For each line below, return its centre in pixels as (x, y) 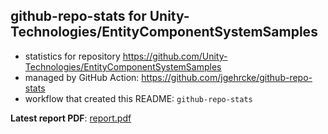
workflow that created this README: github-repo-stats (138, 98)
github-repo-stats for (78, 16)
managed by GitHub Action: (82, 77)
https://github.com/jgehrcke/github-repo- (227, 77)
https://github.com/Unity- (175, 56)
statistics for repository (72, 56)
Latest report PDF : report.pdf (71, 118)
